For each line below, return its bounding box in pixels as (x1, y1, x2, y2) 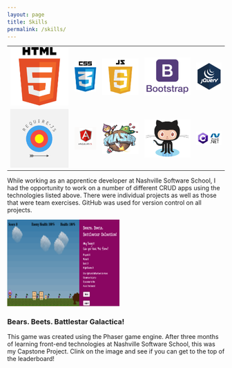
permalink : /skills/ (7, 26, 67, 33)
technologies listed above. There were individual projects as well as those (7, 191, 217, 200)
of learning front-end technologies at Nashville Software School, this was (7, 340, 215, 349)
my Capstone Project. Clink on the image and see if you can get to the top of (7, 347, 225, 356)
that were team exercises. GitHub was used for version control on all (7, 199, 202, 207)
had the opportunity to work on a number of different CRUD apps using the (7, 184, 220, 192)
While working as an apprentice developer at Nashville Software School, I (7, 176, 216, 185)
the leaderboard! (7, 355, 55, 363)
